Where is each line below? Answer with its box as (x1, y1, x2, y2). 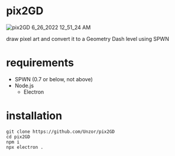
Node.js (14, 82, 34, 89)
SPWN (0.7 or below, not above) (14, 75, 93, 82)
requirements (6, 56, 74, 69)
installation (6, 109, 63, 123)
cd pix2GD (6, 133, 31, 140)
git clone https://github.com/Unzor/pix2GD (6, 129, 115, 135)
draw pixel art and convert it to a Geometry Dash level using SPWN (6, 35, 170, 42)
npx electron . (6, 144, 44, 150)
